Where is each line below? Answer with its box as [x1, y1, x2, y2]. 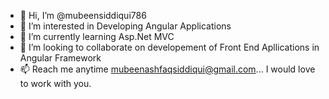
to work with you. [19, 78, 92, 89]
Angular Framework [19, 52, 102, 64]
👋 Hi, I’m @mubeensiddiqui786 [19, 10, 147, 21]
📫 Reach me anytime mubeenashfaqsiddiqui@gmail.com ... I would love [19, 63, 316, 75]
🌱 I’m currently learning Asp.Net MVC [19, 31, 175, 42]
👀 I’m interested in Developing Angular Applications [19, 20, 232, 32]
